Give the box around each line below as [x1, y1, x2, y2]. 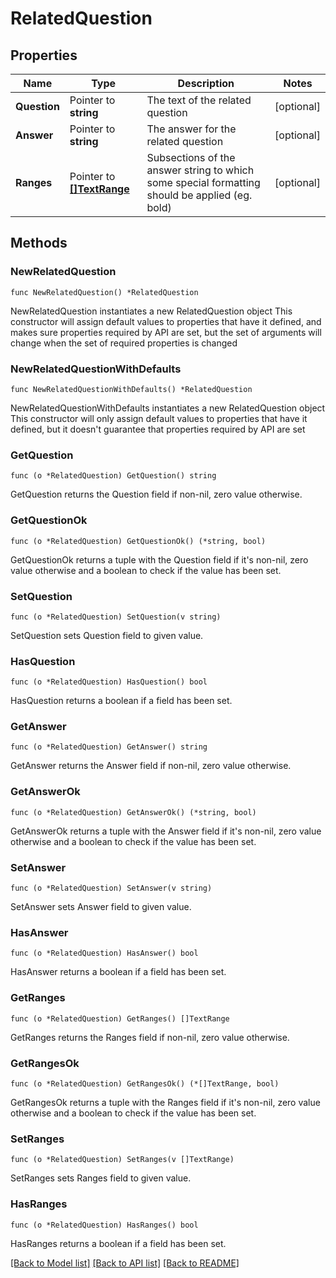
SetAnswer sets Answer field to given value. [10, 901, 192, 913]
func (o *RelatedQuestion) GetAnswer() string [10, 742, 208, 752]
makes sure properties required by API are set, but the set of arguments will [10, 326, 322, 338]
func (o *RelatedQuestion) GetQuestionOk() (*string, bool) [10, 536, 267, 546]
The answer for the [146, 122, 237, 136]
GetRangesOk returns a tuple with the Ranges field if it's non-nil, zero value [10, 1096, 321, 1108]
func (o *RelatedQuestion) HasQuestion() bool [10, 677, 208, 687]
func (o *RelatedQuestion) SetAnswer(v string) [10, 883, 213, 894]
